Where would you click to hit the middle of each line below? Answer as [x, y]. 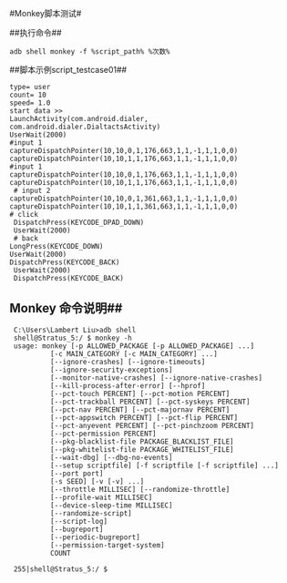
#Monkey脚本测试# [46, 13]
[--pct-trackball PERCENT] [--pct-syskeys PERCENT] [150, 402]
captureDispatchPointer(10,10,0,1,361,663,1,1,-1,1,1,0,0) [124, 199]
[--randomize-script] [91, 513]
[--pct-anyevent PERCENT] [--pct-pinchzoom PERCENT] [152, 425]
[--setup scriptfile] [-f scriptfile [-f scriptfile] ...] [164, 465]
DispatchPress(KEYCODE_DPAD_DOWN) [79, 222]
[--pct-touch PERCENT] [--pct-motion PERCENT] [140, 394]
